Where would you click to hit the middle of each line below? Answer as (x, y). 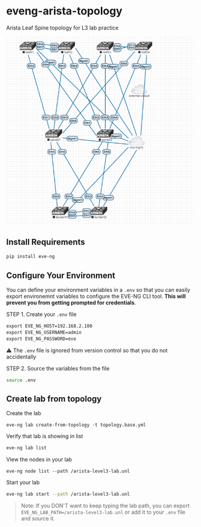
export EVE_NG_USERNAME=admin (44, 332)
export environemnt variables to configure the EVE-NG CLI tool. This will (96, 297)
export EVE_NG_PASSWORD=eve (41, 339)
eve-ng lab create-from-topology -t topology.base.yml (76, 425)
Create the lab (24, 413)
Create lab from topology (54, 399)
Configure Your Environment (61, 275)
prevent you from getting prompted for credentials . (71, 303)
